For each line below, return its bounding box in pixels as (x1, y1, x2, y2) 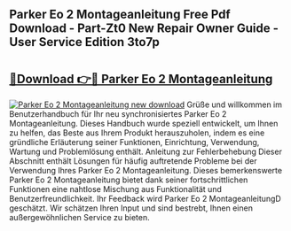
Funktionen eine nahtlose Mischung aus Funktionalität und (9, 184, 222, 194)
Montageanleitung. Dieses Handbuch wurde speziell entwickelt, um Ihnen (9, 119, 279, 128)
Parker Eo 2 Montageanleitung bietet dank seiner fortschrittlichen (9, 174, 248, 185)
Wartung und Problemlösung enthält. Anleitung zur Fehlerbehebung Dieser (9, 146, 282, 157)
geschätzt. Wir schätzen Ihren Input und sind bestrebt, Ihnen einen (9, 203, 253, 213)
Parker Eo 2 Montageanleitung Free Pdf (9, 7, 231, 22)
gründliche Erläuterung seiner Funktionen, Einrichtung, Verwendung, (9, 137, 260, 147)
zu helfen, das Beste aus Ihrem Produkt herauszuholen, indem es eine (9, 127, 265, 138)
